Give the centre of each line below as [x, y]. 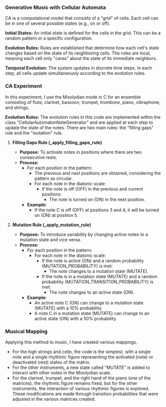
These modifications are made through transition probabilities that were [85, 394]
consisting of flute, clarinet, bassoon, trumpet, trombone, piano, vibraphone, [83, 102]
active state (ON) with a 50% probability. [76, 318]
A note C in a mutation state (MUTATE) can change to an [92, 313]
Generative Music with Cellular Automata [56, 7]
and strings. [17, 107]
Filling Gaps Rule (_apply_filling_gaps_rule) [57, 142]
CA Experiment [24, 86]
